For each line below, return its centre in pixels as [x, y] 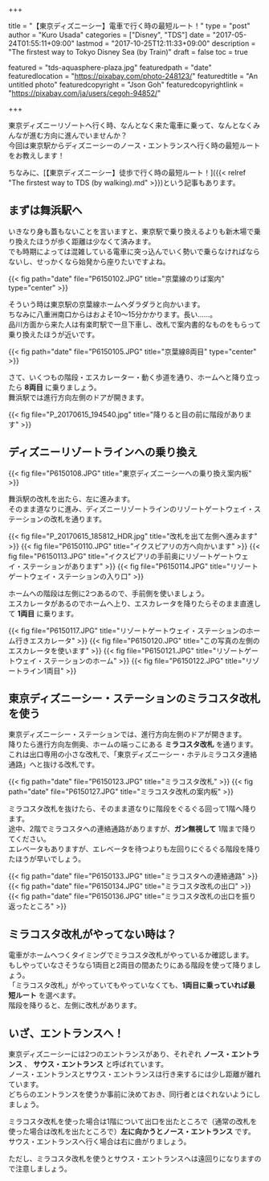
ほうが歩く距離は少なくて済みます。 [96, 241]
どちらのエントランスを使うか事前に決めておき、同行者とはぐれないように [131, 1094]
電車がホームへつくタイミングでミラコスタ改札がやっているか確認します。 [131, 955]
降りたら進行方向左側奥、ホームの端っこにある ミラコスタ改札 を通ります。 [133, 744]
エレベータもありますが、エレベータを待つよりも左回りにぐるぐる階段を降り [134, 849]
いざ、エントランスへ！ [66, 1033]
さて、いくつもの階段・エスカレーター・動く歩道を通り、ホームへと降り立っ [134, 377]
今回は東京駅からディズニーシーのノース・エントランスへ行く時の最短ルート [134, 145]
